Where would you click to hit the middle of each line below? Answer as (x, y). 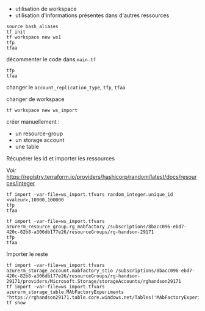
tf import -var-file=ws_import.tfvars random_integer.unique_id (90, 195)
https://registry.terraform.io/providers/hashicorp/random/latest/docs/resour (102, 177)
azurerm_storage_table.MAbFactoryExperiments (65, 292)
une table (27, 147)
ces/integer (21, 183)
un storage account (40, 140)
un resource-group (39, 133)
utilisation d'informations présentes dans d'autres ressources (92, 15)
